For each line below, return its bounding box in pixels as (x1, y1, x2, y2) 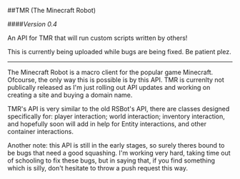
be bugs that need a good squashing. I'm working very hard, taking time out (7, 149, 231, 157)
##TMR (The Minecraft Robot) (7, 6, 96, 14)
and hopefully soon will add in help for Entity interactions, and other (7, 120, 207, 128)
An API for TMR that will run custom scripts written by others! (7, 34, 188, 42)
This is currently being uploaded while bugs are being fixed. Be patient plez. (7, 48, 231, 56)
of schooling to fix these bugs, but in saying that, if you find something (7, 156, 216, 165)
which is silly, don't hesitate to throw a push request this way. (7, 164, 188, 172)
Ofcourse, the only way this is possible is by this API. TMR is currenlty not (7, 76, 225, 84)
